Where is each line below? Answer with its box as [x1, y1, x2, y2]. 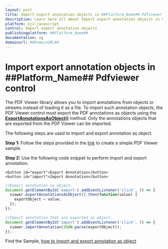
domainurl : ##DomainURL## [5, 40, 59, 45]
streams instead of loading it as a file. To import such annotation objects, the [5, 104, 163, 110]
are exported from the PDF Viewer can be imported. [5, 120, 112, 126]
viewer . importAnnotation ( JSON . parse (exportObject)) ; [9, 224, 122, 229]
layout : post [5, 7, 32, 12]
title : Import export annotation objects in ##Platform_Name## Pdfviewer [5, 12, 162, 17]
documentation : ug [5, 35, 43, 40]
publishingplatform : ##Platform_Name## [5, 30, 88, 35]
